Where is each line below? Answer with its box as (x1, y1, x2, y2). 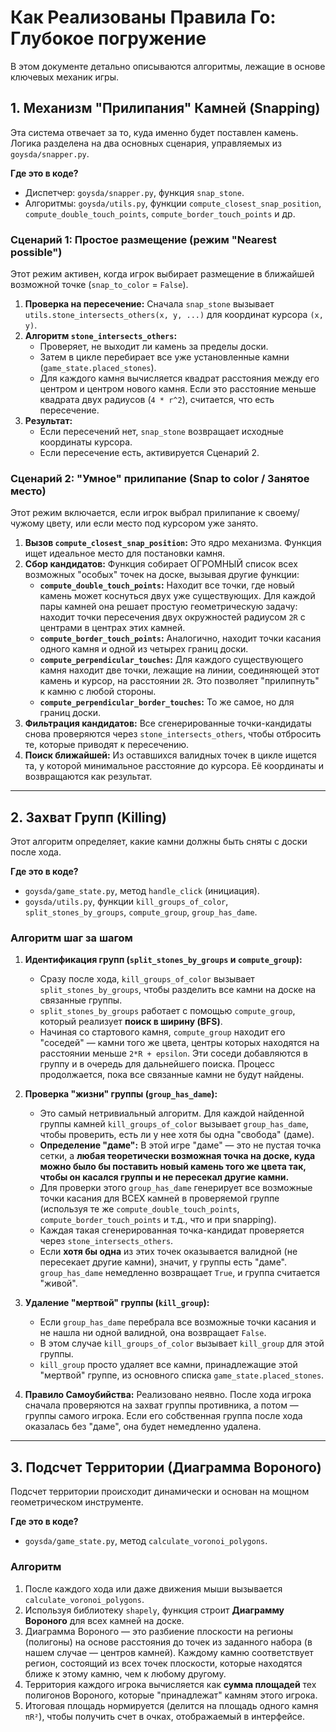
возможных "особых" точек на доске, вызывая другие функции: (24, 569, 300, 581)
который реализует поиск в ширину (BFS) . (39, 1016, 223, 1028)
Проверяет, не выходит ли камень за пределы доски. (39, 341, 269, 353)
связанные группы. (39, 994, 123, 1006)
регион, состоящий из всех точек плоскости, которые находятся (24, 1657, 303, 1669)
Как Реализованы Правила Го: (10, 6, 277, 29)
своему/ (264, 507, 300, 519)
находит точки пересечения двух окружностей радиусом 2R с (39, 611, 306, 623)
